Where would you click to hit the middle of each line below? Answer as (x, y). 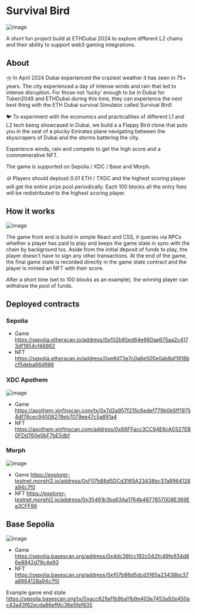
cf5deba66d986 (34, 365)
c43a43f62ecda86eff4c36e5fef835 (49, 605)
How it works (30, 212)
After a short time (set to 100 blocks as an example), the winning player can (97, 279)
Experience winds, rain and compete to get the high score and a (84, 149)
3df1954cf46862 (35, 346)
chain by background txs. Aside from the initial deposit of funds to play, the (97, 249)
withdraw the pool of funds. (40, 285)
